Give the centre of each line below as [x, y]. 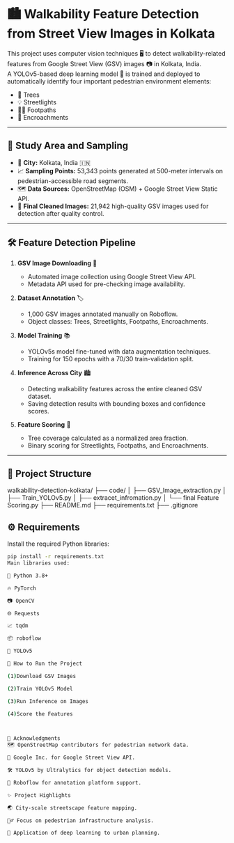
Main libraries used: [39, 563]
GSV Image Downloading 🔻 [57, 263]
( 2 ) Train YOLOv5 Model [40, 688]
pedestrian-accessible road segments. [73, 181]
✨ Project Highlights [39, 795]
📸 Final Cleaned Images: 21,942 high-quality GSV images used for [113, 206]
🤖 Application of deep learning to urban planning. [84, 833]
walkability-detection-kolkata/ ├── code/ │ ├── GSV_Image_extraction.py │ [117, 490]
